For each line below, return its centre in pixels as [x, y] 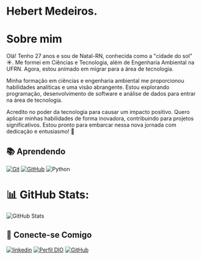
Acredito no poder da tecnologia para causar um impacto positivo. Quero [98, 112]
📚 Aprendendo [36, 151]
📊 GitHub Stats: [48, 195]
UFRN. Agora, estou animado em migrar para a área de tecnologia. [90, 69]
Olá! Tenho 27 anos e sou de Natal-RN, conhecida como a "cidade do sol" [99, 56]
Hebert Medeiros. [52, 11]
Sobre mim [34, 39]
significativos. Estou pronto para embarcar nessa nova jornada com [92, 125]
